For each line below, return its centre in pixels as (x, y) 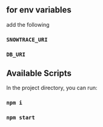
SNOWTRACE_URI (27, 39)
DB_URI (16, 54)
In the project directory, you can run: (52, 88)
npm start (21, 118)
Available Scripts (39, 73)
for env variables (39, 10)
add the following (28, 24)
